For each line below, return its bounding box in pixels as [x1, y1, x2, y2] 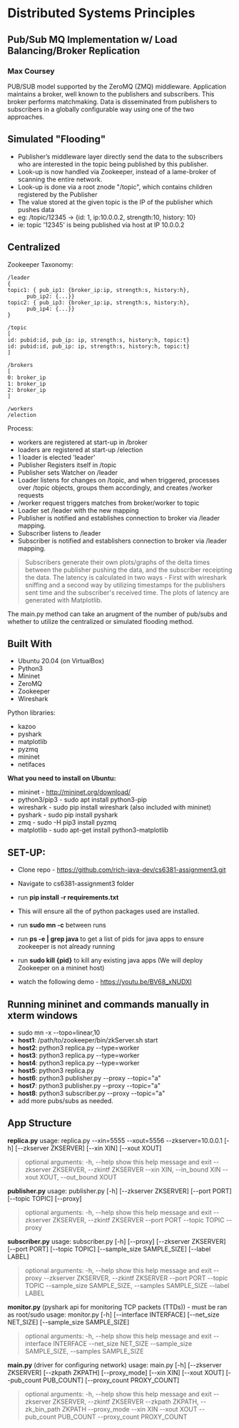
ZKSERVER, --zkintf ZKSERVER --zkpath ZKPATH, [52, 1397, 199, 1406]
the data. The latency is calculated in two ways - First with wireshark [24, 573, 227, 581]
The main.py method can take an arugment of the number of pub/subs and [7, 609, 228, 618]
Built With [7, 638, 52, 650]
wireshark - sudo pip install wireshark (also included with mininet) [17, 803, 212, 812]
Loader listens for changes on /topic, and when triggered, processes [17, 476, 220, 484]
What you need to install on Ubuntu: [7, 774, 116, 783]
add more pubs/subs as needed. [17, 1096, 114, 1105]
